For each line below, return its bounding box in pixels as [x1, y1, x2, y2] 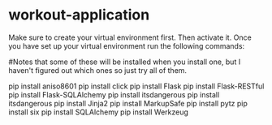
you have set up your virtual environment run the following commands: [8, 41, 245, 50]
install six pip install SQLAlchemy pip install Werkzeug [8, 107, 189, 117]
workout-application [8, 6, 150, 24]
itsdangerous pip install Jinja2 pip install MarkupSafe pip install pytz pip [8, 98, 248, 108]
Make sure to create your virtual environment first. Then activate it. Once [8, 32, 252, 42]
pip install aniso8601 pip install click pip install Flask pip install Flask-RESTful [8, 81, 265, 91]
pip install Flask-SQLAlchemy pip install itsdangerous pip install [8, 89, 220, 99]
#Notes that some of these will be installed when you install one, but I [8, 57, 241, 67]
